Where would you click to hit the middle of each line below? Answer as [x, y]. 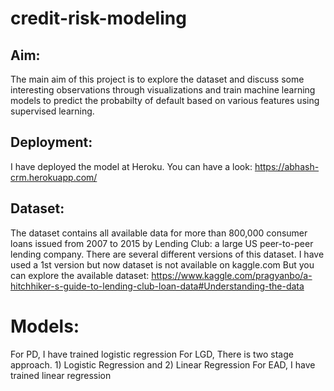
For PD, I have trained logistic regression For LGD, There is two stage [152, 354]
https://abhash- [287, 166]
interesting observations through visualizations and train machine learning [163, 90]
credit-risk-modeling [98, 18]
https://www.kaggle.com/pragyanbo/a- [232, 275]
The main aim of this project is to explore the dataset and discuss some [157, 79]
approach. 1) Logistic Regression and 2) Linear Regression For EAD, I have [163, 364]
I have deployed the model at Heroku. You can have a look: [131, 166]
